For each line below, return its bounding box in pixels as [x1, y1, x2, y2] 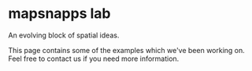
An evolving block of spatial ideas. [8, 30, 120, 40]
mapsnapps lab [8, 5, 111, 23]
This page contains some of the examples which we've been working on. [8, 45, 246, 55]
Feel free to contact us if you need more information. [8, 54, 180, 63]
